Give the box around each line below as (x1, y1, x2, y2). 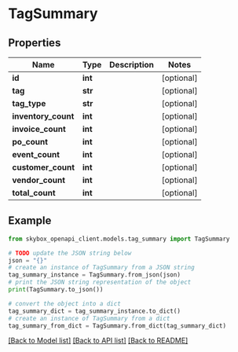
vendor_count (12, 174, 65, 185)
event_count (12, 149, 60, 159)
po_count (12, 137, 49, 147)
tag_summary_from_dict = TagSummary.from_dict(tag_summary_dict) (8, 321, 226, 330)
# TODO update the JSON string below (8, 249, 132, 257)
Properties (8, 36, 61, 49)
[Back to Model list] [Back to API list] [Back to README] (8, 335, 189, 346)
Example (8, 214, 52, 228)
